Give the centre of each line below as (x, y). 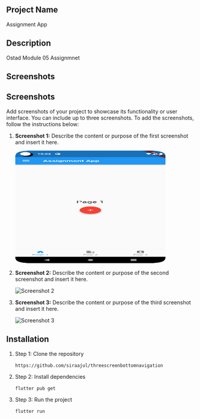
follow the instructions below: (43, 124)
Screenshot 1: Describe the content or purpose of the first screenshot (102, 136)
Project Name (32, 10)
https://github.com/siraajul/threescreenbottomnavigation (89, 366)
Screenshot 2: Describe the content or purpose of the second (92, 273)
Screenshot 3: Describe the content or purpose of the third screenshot (103, 302)
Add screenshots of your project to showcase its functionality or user (92, 111)
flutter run (30, 411)
